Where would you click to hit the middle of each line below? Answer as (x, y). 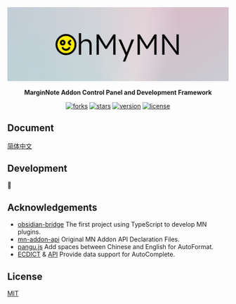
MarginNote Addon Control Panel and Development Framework (118, 92)
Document (31, 128)
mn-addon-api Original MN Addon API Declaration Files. (99, 239)
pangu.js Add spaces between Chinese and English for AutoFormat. (116, 247)
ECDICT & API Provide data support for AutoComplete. (96, 254)
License (25, 276)
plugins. (29, 232)
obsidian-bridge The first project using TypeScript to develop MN (112, 224)
